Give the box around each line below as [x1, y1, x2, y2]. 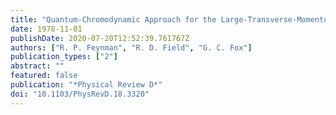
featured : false [10, 71, 78, 81]
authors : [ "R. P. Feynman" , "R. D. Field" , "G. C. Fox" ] [10, 42, 253, 53]
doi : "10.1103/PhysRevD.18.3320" [10, 89, 150, 99]
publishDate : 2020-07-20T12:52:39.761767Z [10, 33, 190, 43]
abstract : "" [10, 61, 65, 71]
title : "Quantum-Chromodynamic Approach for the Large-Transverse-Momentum [10, 14, 333, 25]
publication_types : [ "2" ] [10, 52, 118, 62]
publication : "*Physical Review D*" [10, 80, 163, 90]
